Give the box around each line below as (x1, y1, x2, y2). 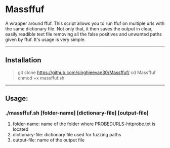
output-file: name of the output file (12, 137, 85, 143)
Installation (5, 56, 41, 64)
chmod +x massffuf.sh (17, 75, 65, 81)
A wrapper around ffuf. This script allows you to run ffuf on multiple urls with (5, 20, 165, 26)
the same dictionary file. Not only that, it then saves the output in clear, (5, 25, 153, 31)
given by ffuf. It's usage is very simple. (5, 36, 86, 43)
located (12, 126, 29, 132)
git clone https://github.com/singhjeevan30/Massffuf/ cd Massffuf (17, 69, 156, 76)
